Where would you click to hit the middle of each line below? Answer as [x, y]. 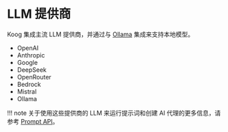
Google [27, 62]
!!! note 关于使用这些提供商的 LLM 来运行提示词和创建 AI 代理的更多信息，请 [114, 113]
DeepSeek [31, 70]
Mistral [27, 91]
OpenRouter [34, 77]
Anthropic [31, 55]
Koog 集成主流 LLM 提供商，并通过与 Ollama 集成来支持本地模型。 [100, 34]
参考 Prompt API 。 [33, 121]
